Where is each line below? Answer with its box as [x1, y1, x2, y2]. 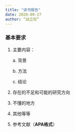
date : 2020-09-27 [5, 12, 42, 17]
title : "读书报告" [5, 7, 41, 13]
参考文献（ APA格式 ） [12, 121, 57, 127]
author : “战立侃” [5, 17, 39, 22]
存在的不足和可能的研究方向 [12, 89, 70, 95]
